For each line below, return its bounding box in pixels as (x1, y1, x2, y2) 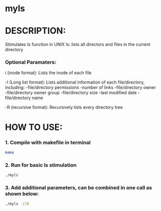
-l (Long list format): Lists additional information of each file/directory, (5, 79, 145, 85)
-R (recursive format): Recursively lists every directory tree (5, 105, 123, 110)
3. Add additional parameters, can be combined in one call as (5, 184, 152, 191)
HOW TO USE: (5, 122, 63, 132)
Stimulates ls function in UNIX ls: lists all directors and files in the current (5, 42, 151, 47)
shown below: (5, 190, 39, 197)
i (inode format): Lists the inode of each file (5, 70, 91, 76)
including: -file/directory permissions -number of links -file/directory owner (5, 84, 157, 90)
